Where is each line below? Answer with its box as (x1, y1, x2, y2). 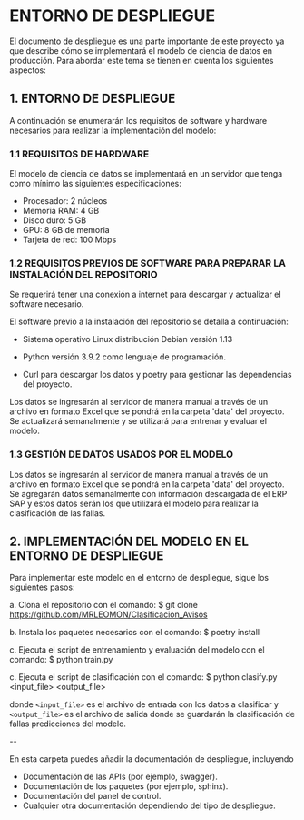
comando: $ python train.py (9, 654, 113, 665)
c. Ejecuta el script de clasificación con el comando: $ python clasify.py (9, 672, 278, 683)
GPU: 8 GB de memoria (22, 225, 111, 236)
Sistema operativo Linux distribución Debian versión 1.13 (22, 334, 233, 345)
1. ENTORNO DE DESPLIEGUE (9, 91, 176, 106)
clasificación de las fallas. (9, 507, 106, 519)
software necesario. (9, 299, 84, 309)
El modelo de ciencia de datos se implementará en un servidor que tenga (9, 168, 283, 179)
